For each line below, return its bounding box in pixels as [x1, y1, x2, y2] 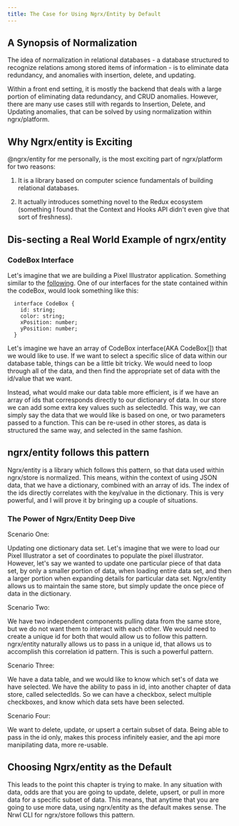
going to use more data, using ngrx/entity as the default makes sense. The [7, 802, 227, 811]
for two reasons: [7, 162, 56, 171]
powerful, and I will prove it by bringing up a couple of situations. [7, 495, 198, 504]
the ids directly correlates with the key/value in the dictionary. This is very [7, 488, 224, 497]
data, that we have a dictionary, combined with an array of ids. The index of [7, 480, 230, 489]
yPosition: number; [20, 325, 78, 332]
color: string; [20, 312, 66, 320]
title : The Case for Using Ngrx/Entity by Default [7, 10, 161, 18]
